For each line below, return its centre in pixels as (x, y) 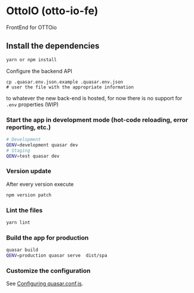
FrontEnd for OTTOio (32, 27)
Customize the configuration (48, 270)
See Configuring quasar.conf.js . (45, 284)
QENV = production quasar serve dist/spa (57, 255)
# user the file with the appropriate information (70, 87)
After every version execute (40, 184)
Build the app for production (47, 237)
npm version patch (29, 195)
